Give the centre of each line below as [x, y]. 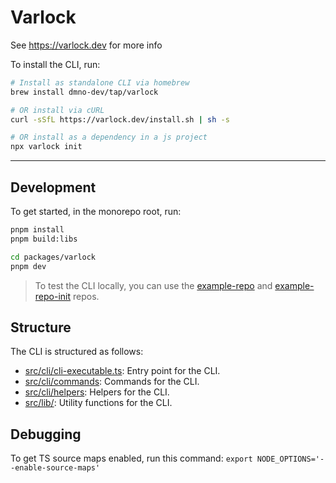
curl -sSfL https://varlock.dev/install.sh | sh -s [120, 119]
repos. [86, 296]
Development [53, 187]
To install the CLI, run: [55, 64]
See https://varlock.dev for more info [86, 45]
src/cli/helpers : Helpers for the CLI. [97, 392]
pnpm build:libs [44, 239]
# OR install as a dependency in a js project [109, 137]
